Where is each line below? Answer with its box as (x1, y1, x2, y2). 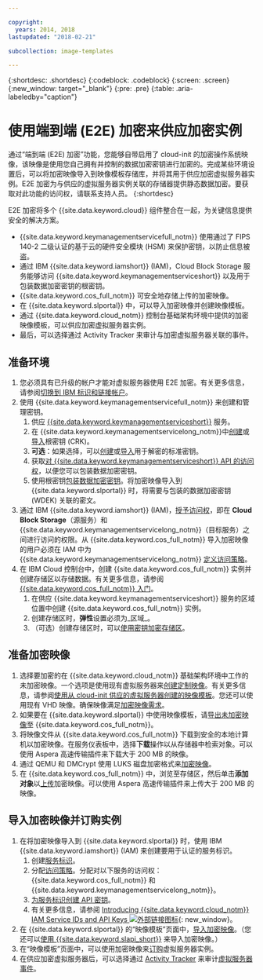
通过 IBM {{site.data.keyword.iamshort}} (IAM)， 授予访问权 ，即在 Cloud (19, 506, 252, 514)
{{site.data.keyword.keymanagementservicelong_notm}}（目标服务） (19, 525, 243, 534)
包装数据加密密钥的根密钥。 (19, 281, 110, 291)
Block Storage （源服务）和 (19, 515, 108, 525)
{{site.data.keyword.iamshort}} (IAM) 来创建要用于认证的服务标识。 (19, 846, 237, 855)
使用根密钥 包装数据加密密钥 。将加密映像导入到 (31, 476, 182, 485)
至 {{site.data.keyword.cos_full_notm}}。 (26, 719, 158, 729)
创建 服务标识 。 (31, 855, 80, 865)
